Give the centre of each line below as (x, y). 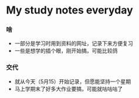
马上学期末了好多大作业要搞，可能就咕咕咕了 (69, 89)
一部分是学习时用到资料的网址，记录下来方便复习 (74, 43)
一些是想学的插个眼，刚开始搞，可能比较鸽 (66, 51)
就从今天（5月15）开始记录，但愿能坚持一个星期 (73, 81)
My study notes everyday (69, 10)
